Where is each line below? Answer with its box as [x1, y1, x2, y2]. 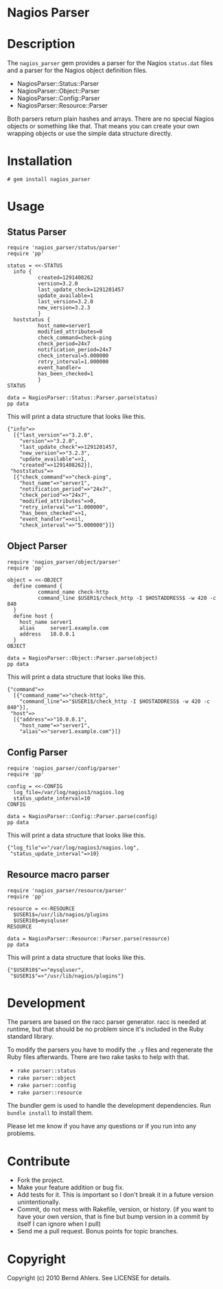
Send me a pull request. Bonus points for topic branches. [16, 1227, 178, 1235]
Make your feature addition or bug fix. [16, 1183, 125, 1192]
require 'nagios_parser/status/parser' [7, 244, 121, 251]
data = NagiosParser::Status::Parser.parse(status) [7, 395, 158, 402]
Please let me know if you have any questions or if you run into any [7, 1122, 197, 1130]
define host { [13, 612, 54, 619]
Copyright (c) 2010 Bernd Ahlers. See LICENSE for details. [7, 1274, 172, 1282]
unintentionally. [16, 1198, 60, 1206]
